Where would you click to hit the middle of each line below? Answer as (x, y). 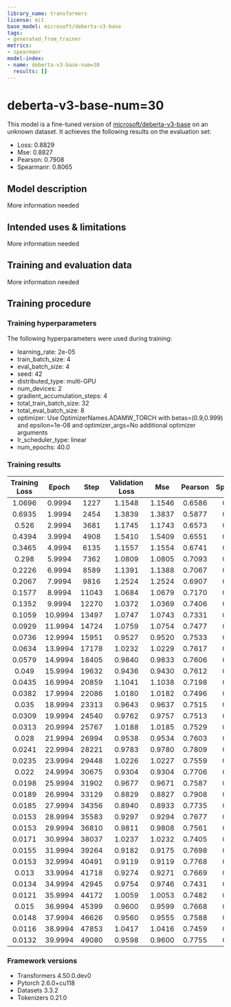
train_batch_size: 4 (44, 359)
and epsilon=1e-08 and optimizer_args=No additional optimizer (106, 425)
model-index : (26, 59)
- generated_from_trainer (44, 39)
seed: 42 (30, 374)
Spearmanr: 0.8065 (45, 167)
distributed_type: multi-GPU (56, 381)
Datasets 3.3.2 (37, 990)
